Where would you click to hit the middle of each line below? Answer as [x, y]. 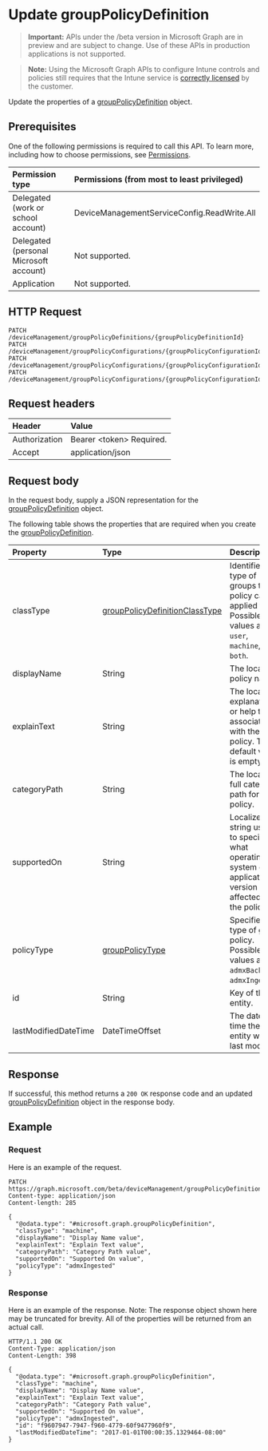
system [244, 867]
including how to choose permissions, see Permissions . [100, 154]
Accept [26, 453]
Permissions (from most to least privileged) [159, 179]
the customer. [51, 86]
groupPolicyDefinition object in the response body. [92, 1102]
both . [239, 656]
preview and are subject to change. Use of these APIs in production [139, 45]
